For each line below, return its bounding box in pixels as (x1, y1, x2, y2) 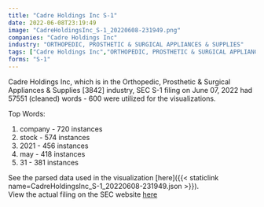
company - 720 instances (19, 124, 103, 134)
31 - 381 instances (19, 157, 79, 167)
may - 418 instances (19, 149, 86, 158)
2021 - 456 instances (19, 141, 89, 150)
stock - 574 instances (19, 132, 90, 142)
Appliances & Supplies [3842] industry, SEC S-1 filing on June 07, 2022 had (8, 85, 253, 94)
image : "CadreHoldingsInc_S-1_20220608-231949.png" (8, 26, 181, 34)
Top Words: (8, 109, 46, 118)
